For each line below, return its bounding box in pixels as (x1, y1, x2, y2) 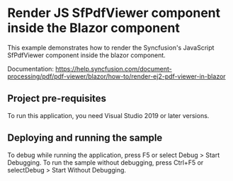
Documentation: (7, 64, 55, 73)
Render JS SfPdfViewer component (7, 5, 221, 21)
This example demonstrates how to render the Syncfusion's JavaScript (7, 43, 215, 52)
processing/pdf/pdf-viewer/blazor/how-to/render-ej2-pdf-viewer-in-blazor (7, 72, 226, 81)
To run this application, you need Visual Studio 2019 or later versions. (7, 111, 210, 119)
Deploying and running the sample (7, 132, 163, 144)
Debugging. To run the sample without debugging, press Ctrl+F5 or (7, 158, 204, 167)
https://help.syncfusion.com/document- (55, 64, 172, 73)
